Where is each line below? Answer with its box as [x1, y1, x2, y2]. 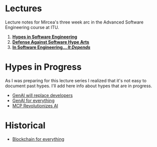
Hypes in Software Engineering [12, 34, 78, 40]
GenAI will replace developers [12, 92, 73, 98]
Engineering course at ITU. [5, 24, 59, 30]
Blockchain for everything [12, 136, 65, 142]
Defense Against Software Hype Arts [12, 39, 89, 45]
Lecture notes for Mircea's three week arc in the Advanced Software [5, 19, 144, 25]
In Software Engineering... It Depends [12, 44, 91, 50]
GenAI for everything [12, 98, 55, 103]
